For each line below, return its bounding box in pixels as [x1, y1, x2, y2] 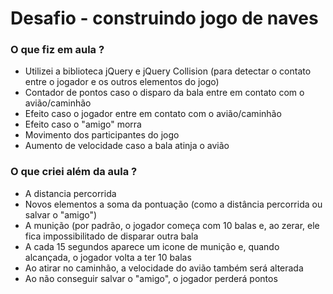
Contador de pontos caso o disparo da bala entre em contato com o [24, 87, 305, 99]
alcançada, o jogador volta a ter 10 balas [24, 251, 192, 263]
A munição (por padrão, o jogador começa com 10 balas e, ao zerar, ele [24, 219, 320, 231]
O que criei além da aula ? [10, 165, 138, 179]
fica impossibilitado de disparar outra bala [24, 230, 199, 242]
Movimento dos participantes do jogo [24, 129, 180, 141]
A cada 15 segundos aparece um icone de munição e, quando [24, 240, 280, 252]
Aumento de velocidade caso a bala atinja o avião [24, 140, 230, 152]
